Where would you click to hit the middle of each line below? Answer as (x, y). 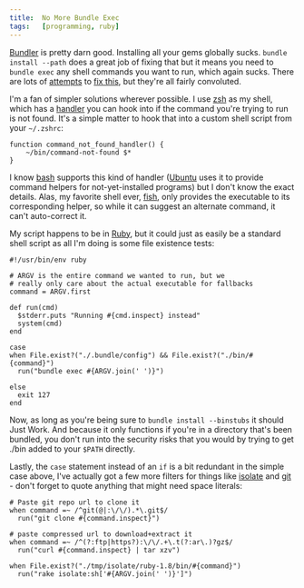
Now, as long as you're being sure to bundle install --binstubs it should (147, 420)
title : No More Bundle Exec (64, 18)
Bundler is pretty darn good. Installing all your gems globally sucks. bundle (148, 52)
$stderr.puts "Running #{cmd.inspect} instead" (109, 315)
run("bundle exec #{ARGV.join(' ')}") (91, 371)
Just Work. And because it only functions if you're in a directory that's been (151, 429)
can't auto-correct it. (49, 215)
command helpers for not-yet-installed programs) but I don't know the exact (152, 186)
